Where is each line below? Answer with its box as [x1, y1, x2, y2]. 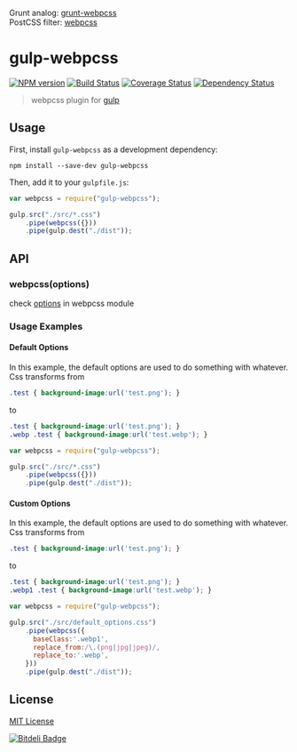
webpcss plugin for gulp [30, 94, 120, 105]
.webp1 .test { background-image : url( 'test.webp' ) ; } [9, 586, 213, 595]
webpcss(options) [9, 277, 90, 290]
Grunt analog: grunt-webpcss [9, 8, 117, 18]
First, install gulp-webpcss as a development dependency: [9, 144, 219, 155]
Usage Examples [9, 320, 83, 332]
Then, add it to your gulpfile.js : [9, 177, 129, 188]
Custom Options [9, 498, 71, 508]
